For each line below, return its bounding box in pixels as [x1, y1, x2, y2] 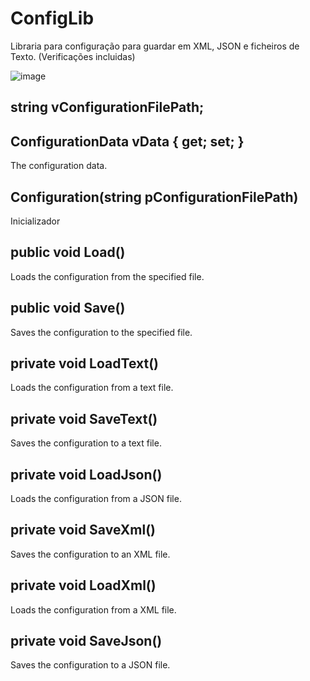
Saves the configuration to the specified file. [10, 326, 193, 338]
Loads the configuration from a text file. [10, 382, 174, 394]
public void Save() [10, 300, 126, 317]
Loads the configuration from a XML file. [10, 603, 177, 616]
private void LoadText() [10, 355, 159, 372]
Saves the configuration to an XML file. [10, 548, 171, 560]
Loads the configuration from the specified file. [10, 270, 205, 282]
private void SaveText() [10, 410, 158, 427]
